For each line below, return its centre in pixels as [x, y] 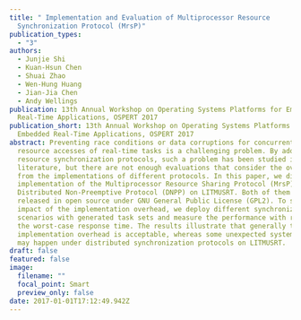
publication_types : [46, 34]
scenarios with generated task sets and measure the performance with [152, 217]
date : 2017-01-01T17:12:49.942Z [69, 301]
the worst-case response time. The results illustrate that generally [152, 226]
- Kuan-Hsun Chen [50, 68]
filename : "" [42, 276]
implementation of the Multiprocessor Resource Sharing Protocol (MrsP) [156, 185]
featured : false [39, 259]
